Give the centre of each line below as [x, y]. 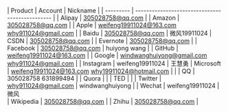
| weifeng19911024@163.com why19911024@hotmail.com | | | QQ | [101, 71]
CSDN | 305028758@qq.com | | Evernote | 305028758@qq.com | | [102, 41]
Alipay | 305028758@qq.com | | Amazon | [120, 18]
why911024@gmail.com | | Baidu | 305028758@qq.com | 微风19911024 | [109, 33]
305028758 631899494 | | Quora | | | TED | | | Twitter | [84, 78]
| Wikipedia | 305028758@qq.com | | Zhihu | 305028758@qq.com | [103, 101]
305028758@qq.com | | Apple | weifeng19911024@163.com [92, 25]
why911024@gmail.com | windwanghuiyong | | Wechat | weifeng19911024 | [113, 86]
